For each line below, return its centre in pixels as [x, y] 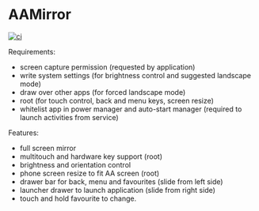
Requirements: [32, 51]
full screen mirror [48, 148]
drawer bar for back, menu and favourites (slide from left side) [121, 181]
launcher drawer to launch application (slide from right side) [118, 190]
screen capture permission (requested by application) [107, 67]
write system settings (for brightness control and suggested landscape [135, 75]
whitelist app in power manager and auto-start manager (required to [131, 109]
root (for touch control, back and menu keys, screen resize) [116, 100]
